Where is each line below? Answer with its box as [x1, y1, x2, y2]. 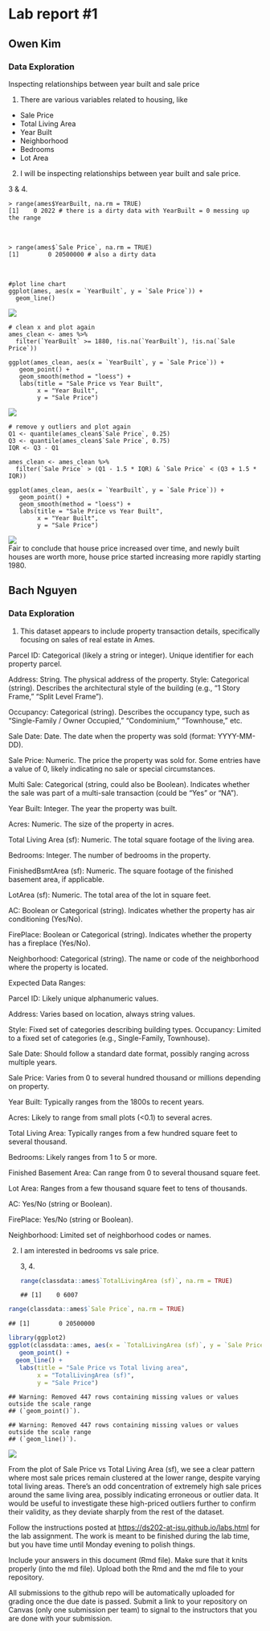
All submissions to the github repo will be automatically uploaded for [8, 1588, 235, 1598]
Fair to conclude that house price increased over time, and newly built [8, 543, 239, 553]
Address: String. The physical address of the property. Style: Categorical [8, 674, 249, 684]
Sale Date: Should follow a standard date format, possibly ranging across [8, 1048, 250, 1058]
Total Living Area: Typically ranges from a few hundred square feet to [8, 1128, 238, 1137]
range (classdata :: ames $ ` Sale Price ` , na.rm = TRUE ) [8, 1305, 185, 1313]
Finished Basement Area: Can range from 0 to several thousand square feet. [8, 1167, 261, 1178]
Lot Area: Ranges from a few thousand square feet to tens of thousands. [8, 1183, 247, 1193]
